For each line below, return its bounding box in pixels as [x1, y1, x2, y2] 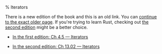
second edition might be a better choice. [5, 24, 88, 30]
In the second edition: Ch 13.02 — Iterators [12, 44, 100, 49]
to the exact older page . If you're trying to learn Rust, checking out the [5, 19, 149, 25]
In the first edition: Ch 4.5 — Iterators [12, 34, 88, 40]
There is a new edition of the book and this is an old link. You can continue [5, 14, 157, 19]
